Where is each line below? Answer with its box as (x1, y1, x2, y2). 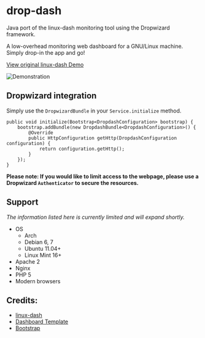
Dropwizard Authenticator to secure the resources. (6, 179, 139, 186)
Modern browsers (15, 277, 61, 285)
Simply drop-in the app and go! (6, 49, 85, 56)
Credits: (6, 295, 38, 305)
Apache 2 (15, 257, 40, 265)
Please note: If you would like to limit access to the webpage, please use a (6, 173, 199, 180)
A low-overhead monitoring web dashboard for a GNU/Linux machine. (6, 42, 184, 50)
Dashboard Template (15, 318, 69, 326)
